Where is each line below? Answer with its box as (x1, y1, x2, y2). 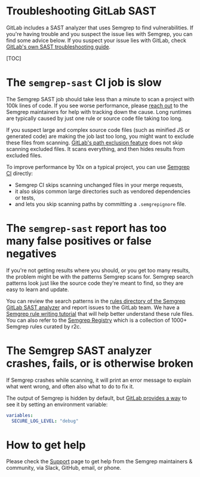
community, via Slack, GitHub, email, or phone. (6, 464, 121, 472)
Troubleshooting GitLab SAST (6, 4, 156, 18)
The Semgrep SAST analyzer (6, 344, 152, 357)
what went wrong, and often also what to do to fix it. (6, 382, 134, 390)
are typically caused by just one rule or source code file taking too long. (6, 114, 183, 122)
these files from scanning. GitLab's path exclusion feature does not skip (6, 139, 183, 146)
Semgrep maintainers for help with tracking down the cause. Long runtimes (6, 108, 192, 115)
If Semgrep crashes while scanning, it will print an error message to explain (6, 376, 192, 384)
